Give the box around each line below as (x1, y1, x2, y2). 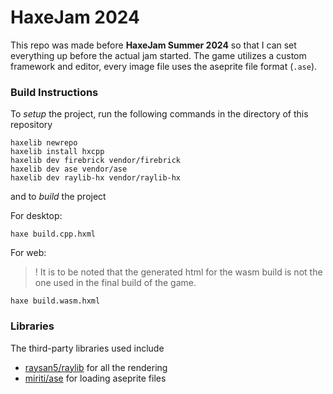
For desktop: (10, 210, 63, 222)
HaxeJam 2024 (10, 6, 140, 29)
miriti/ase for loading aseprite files (24, 372, 167, 384)
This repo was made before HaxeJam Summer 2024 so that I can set (10, 39, 297, 51)
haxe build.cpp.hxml (10, 229, 97, 240)
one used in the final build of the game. (34, 277, 197, 289)
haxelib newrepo (10, 138, 78, 148)
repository (10, 119, 53, 131)
